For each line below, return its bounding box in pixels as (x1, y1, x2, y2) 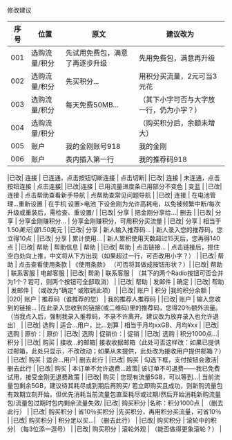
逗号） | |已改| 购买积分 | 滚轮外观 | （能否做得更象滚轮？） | (50, 425, 222, 433)
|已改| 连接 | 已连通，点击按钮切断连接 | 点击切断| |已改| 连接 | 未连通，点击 (7, 174, 220, 182)
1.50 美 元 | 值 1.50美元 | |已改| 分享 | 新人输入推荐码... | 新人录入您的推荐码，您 (7, 226, 223, 234)
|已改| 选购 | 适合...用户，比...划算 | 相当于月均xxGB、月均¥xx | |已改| (24, 321, 220, 329)
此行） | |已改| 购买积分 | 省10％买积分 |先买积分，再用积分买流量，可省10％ (7, 407, 222, 416)
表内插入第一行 (65, 155, 115, 164)
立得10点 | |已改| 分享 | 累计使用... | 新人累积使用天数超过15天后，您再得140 (7, 234, 221, 243)
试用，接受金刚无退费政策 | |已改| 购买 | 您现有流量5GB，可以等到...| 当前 (7, 373, 214, 381)
